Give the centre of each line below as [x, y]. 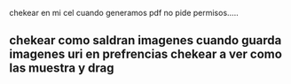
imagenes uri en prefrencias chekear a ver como [145, 54]
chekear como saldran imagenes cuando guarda [145, 40]
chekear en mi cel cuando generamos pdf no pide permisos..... [124, 13]
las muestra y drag [62, 69]
